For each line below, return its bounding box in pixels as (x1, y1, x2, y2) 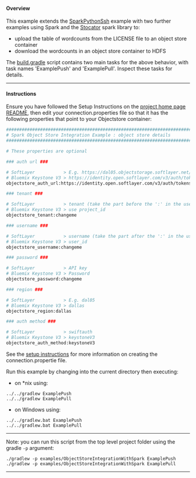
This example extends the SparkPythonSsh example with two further (6, 18, 171, 25)
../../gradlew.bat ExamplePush (6, 417, 82, 423)
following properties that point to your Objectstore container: (6, 116, 152, 123)
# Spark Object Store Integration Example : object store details (6, 132, 171, 138)
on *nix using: (14, 379, 48, 386)
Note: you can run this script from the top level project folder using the (6, 438, 176, 445)
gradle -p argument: (6, 444, 54, 451)
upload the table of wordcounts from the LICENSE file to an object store (14, 35, 187, 42)
